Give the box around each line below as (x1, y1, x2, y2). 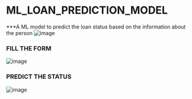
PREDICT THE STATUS (6, 72, 72, 81)
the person (6, 29, 33, 36)
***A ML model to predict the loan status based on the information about (6, 23, 186, 30)
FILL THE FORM (6, 44, 52, 52)
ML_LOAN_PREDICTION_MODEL (6, 4, 168, 17)
